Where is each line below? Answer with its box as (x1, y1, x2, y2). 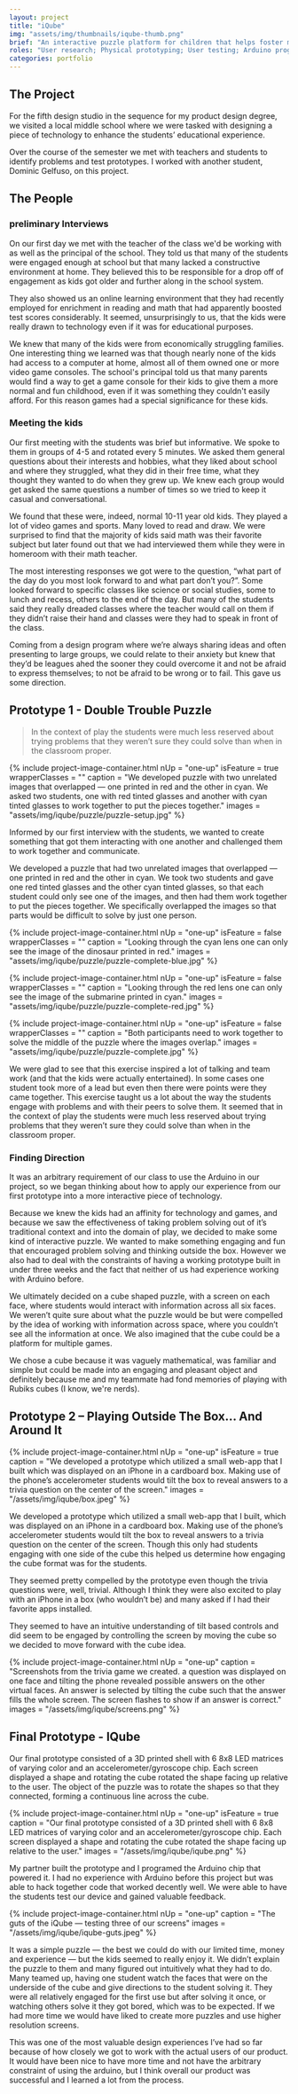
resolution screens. (9, 2019, 80, 2030)
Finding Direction (9, 1151, 85, 1164)
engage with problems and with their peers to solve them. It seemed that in (9, 1101, 284, 1111)
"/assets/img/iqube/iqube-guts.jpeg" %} (9, 1926, 157, 1938)
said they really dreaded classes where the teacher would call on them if (9, 603, 275, 614)
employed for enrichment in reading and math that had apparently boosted (9, 302, 282, 313)
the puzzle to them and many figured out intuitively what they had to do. (9, 1963, 272, 1973)
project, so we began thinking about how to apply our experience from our (9, 1180, 281, 1191)
